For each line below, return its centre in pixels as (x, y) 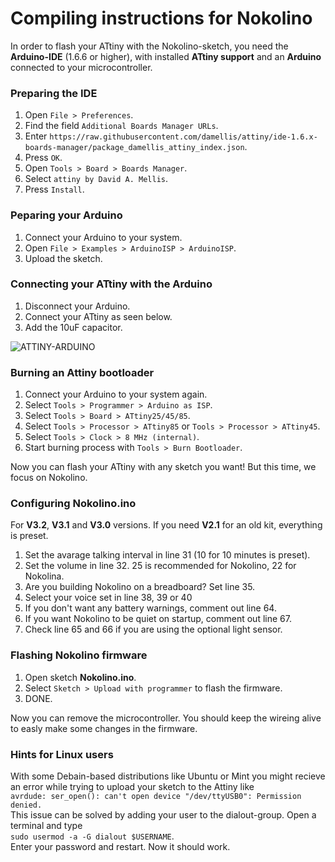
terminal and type (46, 826)
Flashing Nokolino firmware (79, 655)
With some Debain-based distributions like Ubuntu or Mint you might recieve (168, 776)
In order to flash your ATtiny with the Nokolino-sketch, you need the (149, 46)
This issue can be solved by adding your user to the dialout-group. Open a (163, 815)
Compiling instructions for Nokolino (161, 18)
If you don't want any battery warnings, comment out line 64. (150, 608)
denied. (26, 805)
